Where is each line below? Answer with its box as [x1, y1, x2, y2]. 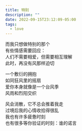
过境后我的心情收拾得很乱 [5, 108, 59, 114]
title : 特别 [5, 7, 29, 13]
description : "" [5, 12, 40, 17]
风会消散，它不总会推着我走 [5, 101, 64, 107]
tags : [5, 21, 17, 27]
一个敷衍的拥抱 [5, 71, 37, 77]
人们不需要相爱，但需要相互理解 [5, 54, 72, 60]
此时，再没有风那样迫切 [5, 60, 54, 66]
